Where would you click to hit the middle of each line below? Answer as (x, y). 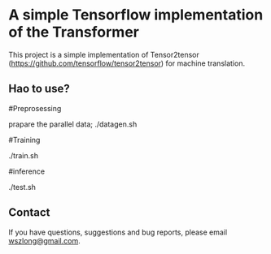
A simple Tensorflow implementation (136, 15)
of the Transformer (74, 32)
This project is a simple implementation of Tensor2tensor (104, 54)
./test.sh (22, 187)
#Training (24, 140)
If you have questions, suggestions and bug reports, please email (118, 232)
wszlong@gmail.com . (44, 240)
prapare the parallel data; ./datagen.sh (73, 124)
